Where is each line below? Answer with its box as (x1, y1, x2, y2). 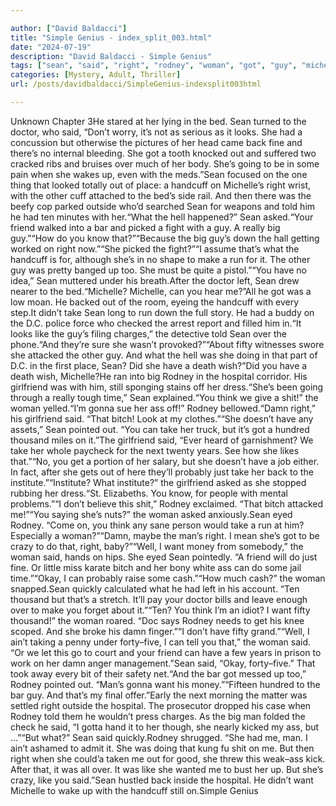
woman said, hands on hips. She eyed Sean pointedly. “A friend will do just (10, 551, 318, 563)
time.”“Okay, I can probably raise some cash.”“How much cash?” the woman (10, 572, 326, 584)
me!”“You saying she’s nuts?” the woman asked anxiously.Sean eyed (10, 508, 293, 520)
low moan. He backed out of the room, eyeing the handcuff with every (10, 296, 300, 308)
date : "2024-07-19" (10, 42, 92, 52)
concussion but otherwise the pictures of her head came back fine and (10, 136, 303, 148)
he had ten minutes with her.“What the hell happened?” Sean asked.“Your (10, 211, 314, 223)
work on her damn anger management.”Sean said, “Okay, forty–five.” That (10, 657, 316, 669)
